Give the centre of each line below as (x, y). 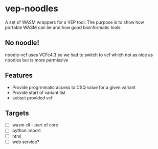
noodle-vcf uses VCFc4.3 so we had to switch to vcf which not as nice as (79, 55)
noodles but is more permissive (37, 60)
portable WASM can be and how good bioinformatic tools (63, 27)
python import (26, 130)
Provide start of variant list (39, 92)
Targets (17, 113)
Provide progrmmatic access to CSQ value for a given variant (74, 87)
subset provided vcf (32, 98)
